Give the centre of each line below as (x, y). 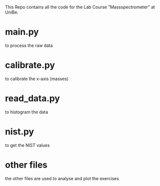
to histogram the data (27, 112)
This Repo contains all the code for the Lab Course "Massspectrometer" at (80, 7)
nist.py (20, 132)
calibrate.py (30, 65)
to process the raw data (29, 45)
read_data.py (32, 98)
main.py (22, 32)
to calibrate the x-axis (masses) (37, 79)
